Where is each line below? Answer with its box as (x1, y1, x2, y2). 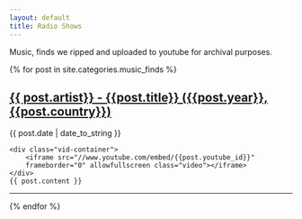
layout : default (9, 13, 70, 23)
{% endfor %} (9, 201, 61, 212)
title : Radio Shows (9, 22, 83, 31)
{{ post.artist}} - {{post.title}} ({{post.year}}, (9, 89, 269, 105)
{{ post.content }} (9, 177, 83, 186)
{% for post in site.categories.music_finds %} (9, 64, 178, 75)
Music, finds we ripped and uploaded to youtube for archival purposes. (9, 46, 272, 57)
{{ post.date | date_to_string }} (9, 128, 121, 139)
